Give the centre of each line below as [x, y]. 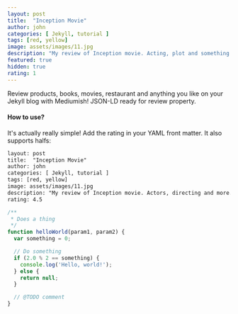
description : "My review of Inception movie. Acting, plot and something [119, 54]
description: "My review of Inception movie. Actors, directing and [110, 193]
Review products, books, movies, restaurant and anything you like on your [115, 94]
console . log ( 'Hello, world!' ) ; [66, 264]
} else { [27, 271]
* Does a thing [33, 219]
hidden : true [27, 67]
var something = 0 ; [42, 239]
